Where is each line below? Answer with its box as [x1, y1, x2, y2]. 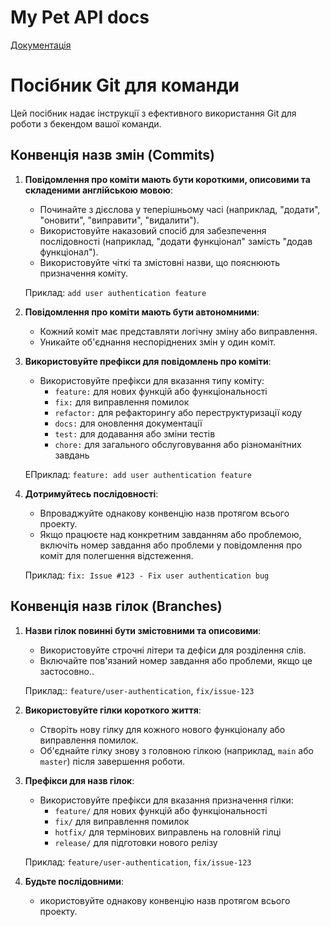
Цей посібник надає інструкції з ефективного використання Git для [10, 107, 297, 119]
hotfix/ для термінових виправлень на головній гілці [54, 826, 282, 838]
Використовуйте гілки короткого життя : [24, 704, 202, 716]
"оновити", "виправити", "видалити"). [39, 214, 200, 226]
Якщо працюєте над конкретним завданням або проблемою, [39, 528, 302, 540]
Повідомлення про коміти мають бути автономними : [24, 306, 260, 318]
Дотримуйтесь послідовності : [24, 487, 159, 500]
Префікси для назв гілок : [24, 774, 135, 786]
